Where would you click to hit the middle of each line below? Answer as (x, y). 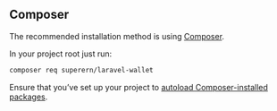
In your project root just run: (61, 54)
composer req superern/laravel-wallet (81, 70)
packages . (29, 97)
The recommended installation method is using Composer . (117, 36)
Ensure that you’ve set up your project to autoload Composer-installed (138, 87)
